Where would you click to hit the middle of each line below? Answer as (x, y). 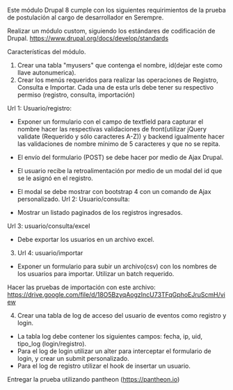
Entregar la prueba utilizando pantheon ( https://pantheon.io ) (94, 379)
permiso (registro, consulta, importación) (76, 95)
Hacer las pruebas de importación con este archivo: (81, 287)
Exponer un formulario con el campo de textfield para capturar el (110, 122)
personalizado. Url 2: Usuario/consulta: (73, 199)
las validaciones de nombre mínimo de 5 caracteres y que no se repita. (119, 144)
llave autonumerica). (47, 73)
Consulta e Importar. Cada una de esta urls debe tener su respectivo (115, 87)
